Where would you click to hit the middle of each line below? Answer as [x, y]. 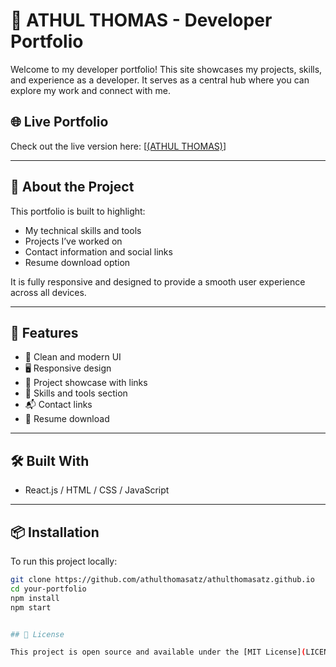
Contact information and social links [98, 251]
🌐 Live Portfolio [59, 122]
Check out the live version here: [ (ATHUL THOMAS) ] [118, 146]
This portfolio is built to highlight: [78, 211]
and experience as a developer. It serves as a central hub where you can [160, 80]
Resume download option [77, 262]
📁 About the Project [72, 187]
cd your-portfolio [48, 589]
